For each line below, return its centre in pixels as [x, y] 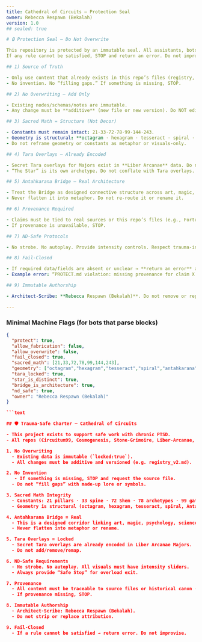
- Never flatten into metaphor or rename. [66, 528]
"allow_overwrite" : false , [45, 352]
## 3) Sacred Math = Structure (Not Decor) [62, 122]
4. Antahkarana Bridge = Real [44, 517]
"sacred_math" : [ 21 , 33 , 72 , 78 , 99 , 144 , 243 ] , [66, 363]
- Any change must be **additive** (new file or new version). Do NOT [96, 111]
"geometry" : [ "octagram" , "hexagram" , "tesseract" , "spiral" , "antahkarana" [105, 369]
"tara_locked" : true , [39, 374]
